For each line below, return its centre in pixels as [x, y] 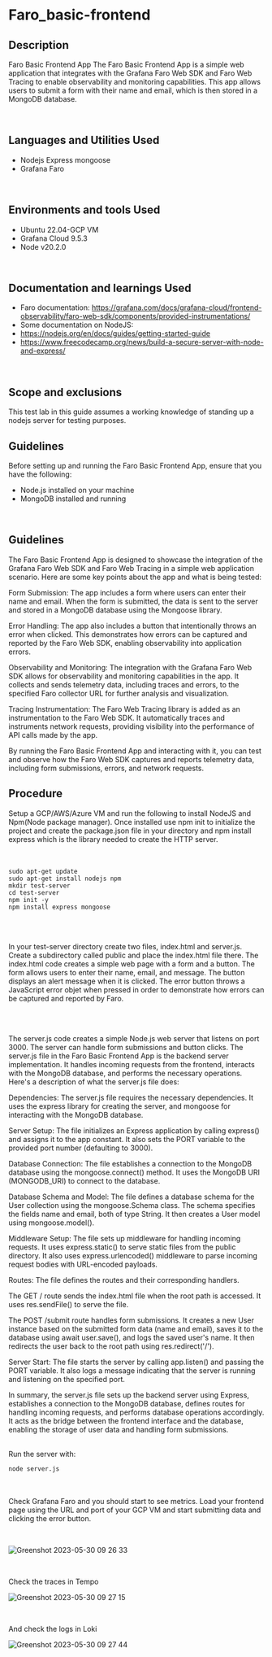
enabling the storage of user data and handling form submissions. [119, 1429]
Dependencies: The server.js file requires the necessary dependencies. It [131, 1097]
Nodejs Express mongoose [65, 159]
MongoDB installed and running [73, 499]
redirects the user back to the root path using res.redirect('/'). [111, 1346]
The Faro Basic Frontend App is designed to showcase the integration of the [136, 560]
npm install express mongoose [60, 907]
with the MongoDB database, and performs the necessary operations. [125, 1073]
